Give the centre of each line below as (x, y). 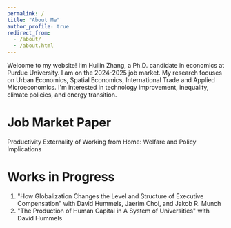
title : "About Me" (33, 20)
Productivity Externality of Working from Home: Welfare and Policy (102, 142)
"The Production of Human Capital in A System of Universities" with (113, 211)
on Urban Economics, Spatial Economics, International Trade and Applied (111, 80)
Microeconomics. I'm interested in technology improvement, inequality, (108, 87)
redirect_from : (29, 33)
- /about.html (33, 46)
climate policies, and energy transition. (62, 95)
